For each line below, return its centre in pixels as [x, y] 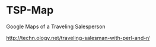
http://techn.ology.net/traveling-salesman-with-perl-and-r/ [78, 38]
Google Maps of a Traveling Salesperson [56, 26]
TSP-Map [30, 10]
